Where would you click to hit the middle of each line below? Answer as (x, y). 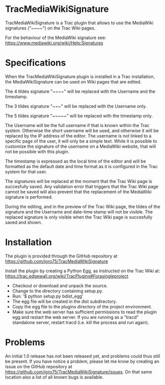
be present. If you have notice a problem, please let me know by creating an (82, 361)
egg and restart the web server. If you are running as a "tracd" (75, 317)
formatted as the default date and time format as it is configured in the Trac (82, 166)
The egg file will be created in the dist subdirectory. (65, 301)
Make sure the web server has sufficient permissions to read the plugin (84, 312)
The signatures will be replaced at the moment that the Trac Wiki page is (79, 181)
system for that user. (26, 171)
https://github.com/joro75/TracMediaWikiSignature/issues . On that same (79, 372)
